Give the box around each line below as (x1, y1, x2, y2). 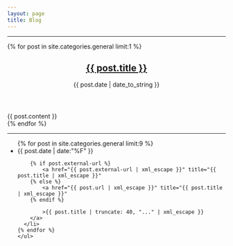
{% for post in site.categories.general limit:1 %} (7, 42, 142, 51)
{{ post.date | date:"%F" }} (17, 147, 94, 155)
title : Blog (7, 17, 42, 24)
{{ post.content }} (7, 112, 58, 121)
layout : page (7, 10, 45, 17)
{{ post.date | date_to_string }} (73, 80, 160, 89)
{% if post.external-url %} (30, 160, 111, 167)
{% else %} (30, 178, 62, 186)
